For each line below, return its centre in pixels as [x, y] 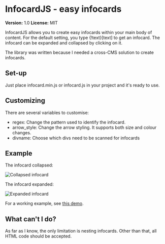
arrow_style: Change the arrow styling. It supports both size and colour [84, 127]
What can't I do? [31, 219]
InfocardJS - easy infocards [63, 9]
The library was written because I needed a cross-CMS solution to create [80, 52]
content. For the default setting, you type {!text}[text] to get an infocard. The [82, 38]
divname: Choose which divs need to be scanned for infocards [76, 138]
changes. [22, 132]
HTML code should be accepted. [38, 236]
